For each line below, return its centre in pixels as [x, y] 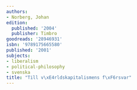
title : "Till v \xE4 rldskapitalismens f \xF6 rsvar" [69, 78]
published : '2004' [35, 28]
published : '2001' [29, 50]
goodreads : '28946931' [34, 39]
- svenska [18, 72]
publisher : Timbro [35, 34]
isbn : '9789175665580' [34, 45]
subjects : [18, 56]
